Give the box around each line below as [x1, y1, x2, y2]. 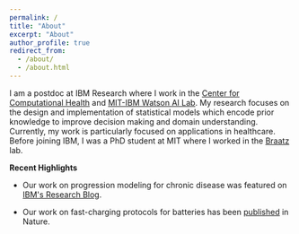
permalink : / [9, 13, 58, 22]
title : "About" [9, 22, 66, 30]
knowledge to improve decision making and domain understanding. [9, 116, 259, 126]
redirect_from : [9, 47, 66, 56]
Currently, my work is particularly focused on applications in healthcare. [9, 126, 276, 136]
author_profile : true [9, 38, 91, 48]
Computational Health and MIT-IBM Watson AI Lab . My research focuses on [9, 97, 290, 108]
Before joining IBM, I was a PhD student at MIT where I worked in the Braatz [9, 135, 290, 146]
